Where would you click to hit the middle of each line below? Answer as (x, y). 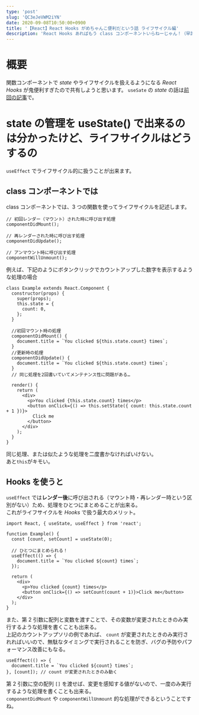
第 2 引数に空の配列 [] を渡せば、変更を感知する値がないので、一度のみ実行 (99, 684)
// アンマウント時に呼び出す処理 (41, 252)
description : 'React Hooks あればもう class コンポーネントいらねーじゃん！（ (96, 34)
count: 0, (34, 309)
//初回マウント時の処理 (36, 331)
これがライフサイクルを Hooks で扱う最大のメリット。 (73, 512)
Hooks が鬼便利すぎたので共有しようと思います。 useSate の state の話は (95, 90)
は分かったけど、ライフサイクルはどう (99, 139)
